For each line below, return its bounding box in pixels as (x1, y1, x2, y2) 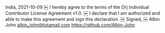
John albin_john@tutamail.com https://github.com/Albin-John (5, 22, 135, 28)
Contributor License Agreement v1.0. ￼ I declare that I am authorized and (5, 10, 160, 16)
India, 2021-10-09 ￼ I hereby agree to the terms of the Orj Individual (5, 4, 150, 10)
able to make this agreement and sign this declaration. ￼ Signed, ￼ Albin (5, 16, 160, 22)
